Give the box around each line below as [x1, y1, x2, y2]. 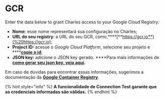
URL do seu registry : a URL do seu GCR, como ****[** [12, 34, 122, 40]
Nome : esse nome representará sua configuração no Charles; [12, 28, 138, 34]
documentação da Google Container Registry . [5, 74, 99, 80]
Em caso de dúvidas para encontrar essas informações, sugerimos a [5, 69, 144, 75]
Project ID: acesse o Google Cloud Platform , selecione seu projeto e [12, 44, 150, 50]
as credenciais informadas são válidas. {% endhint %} [5, 89, 117, 95]
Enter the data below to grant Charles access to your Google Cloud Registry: [5, 19, 160, 25]
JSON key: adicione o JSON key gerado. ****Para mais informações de [12, 54, 160, 60]
